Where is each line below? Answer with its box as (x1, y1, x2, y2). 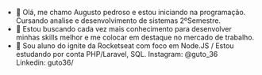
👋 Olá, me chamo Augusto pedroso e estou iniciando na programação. (15, 8, 246, 17)
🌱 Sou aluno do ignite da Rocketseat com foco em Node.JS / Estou (15, 41, 234, 51)
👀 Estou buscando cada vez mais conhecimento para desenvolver (15, 24, 233, 33)
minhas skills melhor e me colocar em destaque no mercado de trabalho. (15, 32, 255, 42)
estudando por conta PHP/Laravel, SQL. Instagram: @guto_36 (15, 50, 218, 58)
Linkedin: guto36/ (15, 58, 74, 67)
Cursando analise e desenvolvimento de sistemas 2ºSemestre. (15, 16, 221, 25)
